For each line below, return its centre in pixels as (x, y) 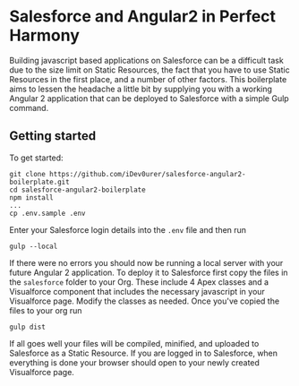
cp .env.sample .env (48, 213)
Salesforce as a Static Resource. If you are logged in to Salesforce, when (144, 353)
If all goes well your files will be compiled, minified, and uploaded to (134, 343)
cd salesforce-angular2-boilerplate (77, 190)
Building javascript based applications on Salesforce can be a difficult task (146, 60)
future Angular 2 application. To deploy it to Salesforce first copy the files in (149, 272)
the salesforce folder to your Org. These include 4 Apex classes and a (139, 282)
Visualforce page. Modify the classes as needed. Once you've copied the (145, 301)
